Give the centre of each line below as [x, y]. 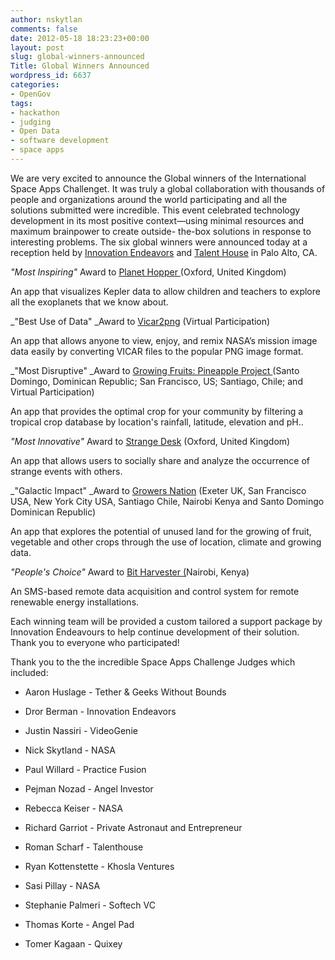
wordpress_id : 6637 [51, 76]
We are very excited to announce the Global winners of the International [158, 178]
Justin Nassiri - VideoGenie [81, 730]
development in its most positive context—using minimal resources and [157, 220]
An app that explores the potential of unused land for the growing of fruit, [161, 531]
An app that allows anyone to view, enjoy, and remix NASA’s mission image [164, 340]
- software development [60, 141]
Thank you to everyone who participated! [95, 642]
